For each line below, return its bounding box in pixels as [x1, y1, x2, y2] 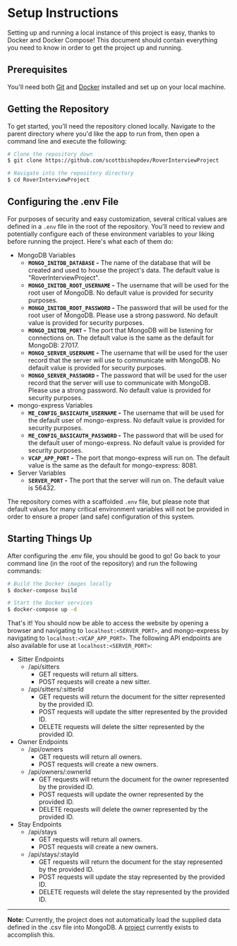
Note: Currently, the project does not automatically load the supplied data [7, 916, 221, 924]
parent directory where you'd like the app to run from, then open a [7, 129, 200, 138]
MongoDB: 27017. [28, 341, 80, 349]
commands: [7, 567, 42, 575]
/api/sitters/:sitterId [28, 685, 84, 694]
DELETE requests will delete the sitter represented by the [38, 723, 205, 731]
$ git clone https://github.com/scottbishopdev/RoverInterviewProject [7, 157, 219, 164]
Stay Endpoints [17, 820, 62, 829]
